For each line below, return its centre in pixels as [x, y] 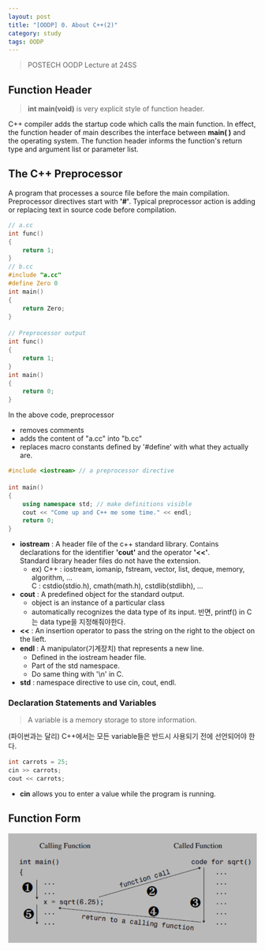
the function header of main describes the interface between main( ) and [127, 132]
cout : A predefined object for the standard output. [102, 595]
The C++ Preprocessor [65, 174]
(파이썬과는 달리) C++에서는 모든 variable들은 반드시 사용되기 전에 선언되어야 [127, 737]
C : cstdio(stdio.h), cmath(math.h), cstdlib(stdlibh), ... [117, 586]
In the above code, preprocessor [61, 415]
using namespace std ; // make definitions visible [107, 504]
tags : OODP [26, 42]
